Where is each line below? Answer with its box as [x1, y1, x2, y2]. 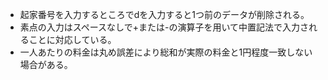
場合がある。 [19, 59, 73, 70]
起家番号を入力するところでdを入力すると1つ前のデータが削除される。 [19, 9, 310, 20]
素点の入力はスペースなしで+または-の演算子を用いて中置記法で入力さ [19, 21, 309, 33]
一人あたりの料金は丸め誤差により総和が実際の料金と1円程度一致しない [19, 46, 313, 58]
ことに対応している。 [28, 34, 117, 45]
